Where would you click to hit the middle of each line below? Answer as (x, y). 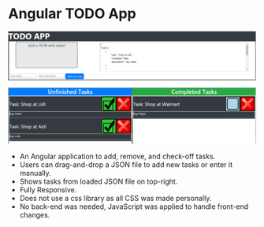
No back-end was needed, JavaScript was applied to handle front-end (134, 207)
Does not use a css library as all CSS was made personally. (115, 198)
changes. (35, 214)
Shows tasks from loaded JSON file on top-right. (99, 181)
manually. (35, 173)
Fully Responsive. (48, 189)
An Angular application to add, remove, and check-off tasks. (117, 156)
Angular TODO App (72, 14)
